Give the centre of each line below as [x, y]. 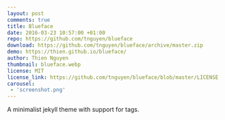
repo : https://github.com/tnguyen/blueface [70, 39]
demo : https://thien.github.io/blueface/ [67, 52]
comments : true [29, 20]
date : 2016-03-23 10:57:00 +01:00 [56, 33]
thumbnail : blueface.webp [44, 64]
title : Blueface [30, 26]
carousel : [21, 84]
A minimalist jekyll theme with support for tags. [73, 110]
